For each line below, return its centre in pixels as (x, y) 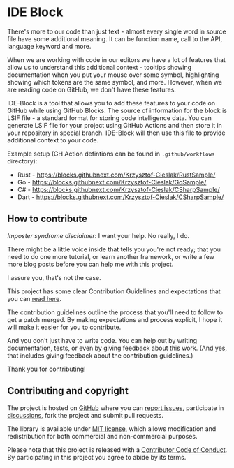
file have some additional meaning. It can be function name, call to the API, (115, 38)
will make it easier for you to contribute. (64, 327)
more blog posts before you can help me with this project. (90, 264)
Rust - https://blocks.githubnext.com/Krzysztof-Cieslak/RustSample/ (116, 175)
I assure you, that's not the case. (54, 277)
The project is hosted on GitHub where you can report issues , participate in (116, 408)
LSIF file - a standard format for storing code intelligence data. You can (109, 118)
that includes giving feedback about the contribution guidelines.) (100, 355)
